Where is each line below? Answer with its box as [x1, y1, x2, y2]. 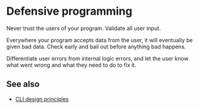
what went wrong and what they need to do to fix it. [6, 61, 137, 69]
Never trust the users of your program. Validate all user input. [6, 24, 161, 32]
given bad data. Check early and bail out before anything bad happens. [6, 43, 186, 50]
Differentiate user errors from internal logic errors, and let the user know [6, 55, 189, 62]
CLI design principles [15, 95, 69, 102]
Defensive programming [6, 4, 133, 18]
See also [6, 79, 40, 89]
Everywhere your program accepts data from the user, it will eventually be [6, 36, 193, 43]
